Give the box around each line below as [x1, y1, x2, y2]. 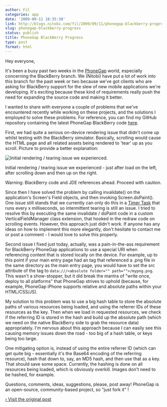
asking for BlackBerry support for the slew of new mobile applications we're [5, 83, 161, 90]
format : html [5, 44, 32, 49]
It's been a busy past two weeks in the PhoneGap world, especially [5, 68, 143, 74]
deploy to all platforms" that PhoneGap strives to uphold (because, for [5, 278, 149, 284]
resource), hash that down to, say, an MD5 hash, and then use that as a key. [5, 356, 161, 362]
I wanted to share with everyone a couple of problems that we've [5, 104, 138, 110]
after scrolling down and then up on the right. [5, 170, 98, 176]
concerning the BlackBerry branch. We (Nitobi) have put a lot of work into [5, 73, 156, 79]
